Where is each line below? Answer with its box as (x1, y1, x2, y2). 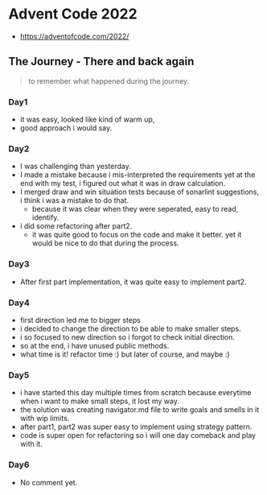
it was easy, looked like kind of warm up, (19, 114, 155, 125)
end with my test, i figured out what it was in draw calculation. (19, 179, 226, 188)
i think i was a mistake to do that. (19, 196, 129, 205)
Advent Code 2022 (8, 5, 138, 23)
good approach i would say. (19, 123, 113, 133)
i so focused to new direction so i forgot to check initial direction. (19, 332, 236, 342)
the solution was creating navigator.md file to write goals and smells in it (19, 405, 260, 415)
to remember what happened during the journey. (27, 76, 190, 85)
